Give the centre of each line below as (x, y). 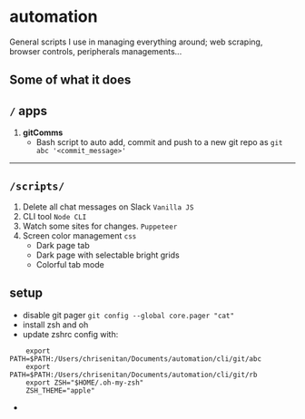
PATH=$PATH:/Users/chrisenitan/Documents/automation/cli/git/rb (133, 375)
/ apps (29, 111)
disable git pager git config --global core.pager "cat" (128, 315)
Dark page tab (63, 245)
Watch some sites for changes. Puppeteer (100, 226)
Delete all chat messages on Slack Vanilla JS (108, 207)
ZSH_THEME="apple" (60, 390)
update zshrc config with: (70, 334)
